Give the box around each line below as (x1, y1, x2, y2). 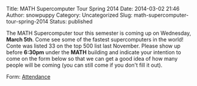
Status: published (49, 18, 93, 25)
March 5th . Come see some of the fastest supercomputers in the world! (6, 36, 184, 43)
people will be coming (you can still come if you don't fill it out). (6, 61, 163, 69)
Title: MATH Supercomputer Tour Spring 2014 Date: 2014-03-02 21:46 (6, 5, 180, 12)
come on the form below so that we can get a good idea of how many (6, 55, 178, 62)
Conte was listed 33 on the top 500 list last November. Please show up (6, 42, 181, 49)
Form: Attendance (6, 73, 51, 80)
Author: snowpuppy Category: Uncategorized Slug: (6, 11, 133, 19)
